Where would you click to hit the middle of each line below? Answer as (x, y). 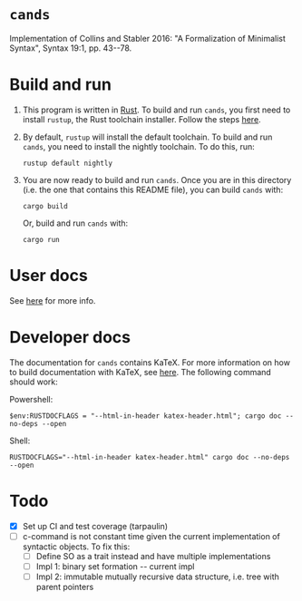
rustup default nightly (68, 163)
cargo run (41, 239)
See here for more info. (53, 300)
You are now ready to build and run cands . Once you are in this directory (157, 179)
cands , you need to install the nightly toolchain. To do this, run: (139, 146)
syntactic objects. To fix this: (76, 547)
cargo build (45, 206)
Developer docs (70, 337)
